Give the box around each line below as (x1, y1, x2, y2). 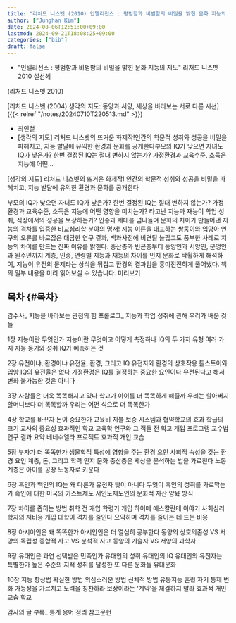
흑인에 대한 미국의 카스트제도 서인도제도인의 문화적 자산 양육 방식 (14, 489, 194, 497)
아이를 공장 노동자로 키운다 (25, 465, 100, 474)
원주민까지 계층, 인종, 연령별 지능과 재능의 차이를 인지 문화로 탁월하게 (14, 251, 204, 259)
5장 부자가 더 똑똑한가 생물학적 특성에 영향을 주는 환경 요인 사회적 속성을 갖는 (7, 448, 220, 456)
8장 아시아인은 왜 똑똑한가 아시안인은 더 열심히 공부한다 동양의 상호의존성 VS (7, 527, 218, 536)
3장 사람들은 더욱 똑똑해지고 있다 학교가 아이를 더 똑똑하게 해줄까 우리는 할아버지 (7, 391, 229, 400)
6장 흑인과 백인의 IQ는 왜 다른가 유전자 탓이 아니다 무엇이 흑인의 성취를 (7, 480, 201, 489)
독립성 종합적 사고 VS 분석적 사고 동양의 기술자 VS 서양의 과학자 (20, 536, 197, 545)
